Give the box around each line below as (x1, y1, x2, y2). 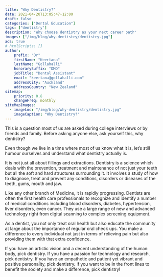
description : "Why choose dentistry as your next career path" (5, 30, 137, 35)
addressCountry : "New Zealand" (14, 84, 78, 90)
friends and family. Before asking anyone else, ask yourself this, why (5, 130, 143, 136)
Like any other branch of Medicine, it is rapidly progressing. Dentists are (5, 190, 151, 196)
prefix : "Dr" (14, 52, 41, 58)
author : (5, 48, 21, 53)
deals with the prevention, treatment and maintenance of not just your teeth (5, 165, 158, 171)
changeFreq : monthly (14, 98, 56, 103)
